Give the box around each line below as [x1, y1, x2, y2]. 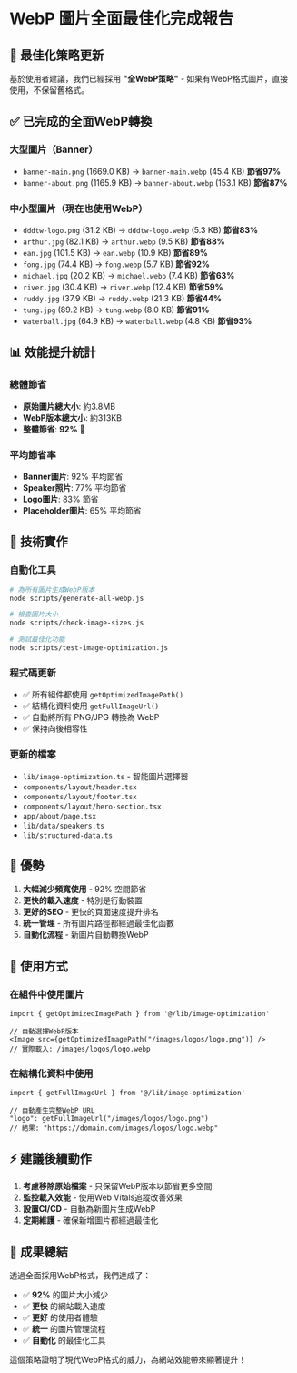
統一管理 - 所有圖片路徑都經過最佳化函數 [22, 918, 175, 929]
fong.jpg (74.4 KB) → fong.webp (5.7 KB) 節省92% [22, 259, 211, 270]
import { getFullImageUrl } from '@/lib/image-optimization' [9, 1089, 246, 1098]
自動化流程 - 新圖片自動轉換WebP [22, 930, 149, 941]
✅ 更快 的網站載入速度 [22, 1300, 106, 1311]
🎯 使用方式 [9, 958, 68, 974]
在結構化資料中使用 [9, 1067, 94, 1080]
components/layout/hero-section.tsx [22, 802, 162, 811]
